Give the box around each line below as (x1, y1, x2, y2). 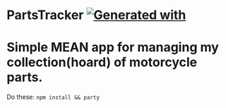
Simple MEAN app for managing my (6, 40, 220, 56)
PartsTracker (6, 7, 84, 23)
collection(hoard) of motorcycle (6, 54, 198, 71)
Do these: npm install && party (6, 92, 100, 102)
